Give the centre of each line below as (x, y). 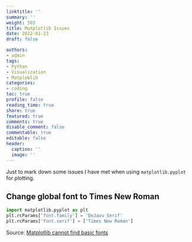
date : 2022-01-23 (27, 34)
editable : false (26, 138)
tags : (13, 61)
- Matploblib (22, 78)
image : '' (23, 155)
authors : (17, 50)
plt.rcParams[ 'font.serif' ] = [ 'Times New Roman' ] (70, 221)
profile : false (25, 100)
